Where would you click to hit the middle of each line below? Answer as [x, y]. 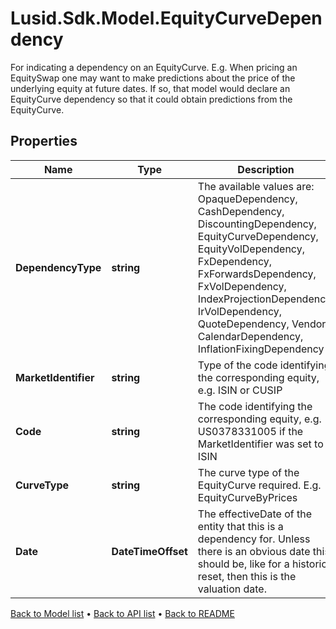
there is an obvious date [254, 551]
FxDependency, [235, 261]
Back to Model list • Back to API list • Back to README [122, 613]
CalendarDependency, [250, 336]
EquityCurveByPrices [247, 497]
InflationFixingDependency [261, 349]
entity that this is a [240, 526]
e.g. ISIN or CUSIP [240, 390]
